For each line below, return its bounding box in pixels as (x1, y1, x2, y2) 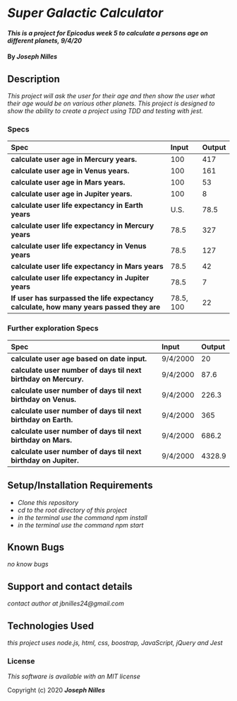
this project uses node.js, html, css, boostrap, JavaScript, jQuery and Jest (7, 639, 224, 647)
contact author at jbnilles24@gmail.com (7, 599, 125, 608)
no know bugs (7, 560, 49, 569)
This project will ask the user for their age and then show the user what (7, 92, 215, 100)
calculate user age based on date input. (11, 354, 147, 364)
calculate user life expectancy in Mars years (11, 262, 164, 272)
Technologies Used (7, 620, 94, 632)
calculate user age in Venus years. (11, 166, 130, 176)
